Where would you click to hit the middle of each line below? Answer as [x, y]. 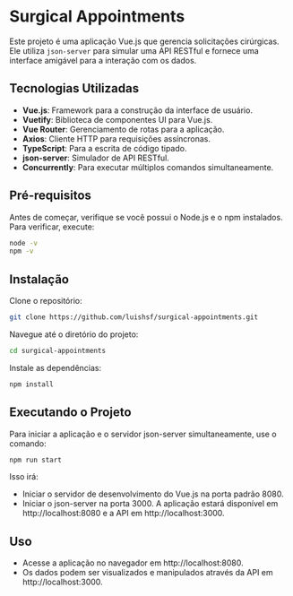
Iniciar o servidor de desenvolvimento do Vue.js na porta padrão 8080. [153, 494]
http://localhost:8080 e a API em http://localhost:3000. [124, 514]
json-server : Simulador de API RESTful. [96, 158]
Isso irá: [24, 477]
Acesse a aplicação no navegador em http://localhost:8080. [133, 563]
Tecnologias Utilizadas [74, 88]
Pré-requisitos [51, 196]
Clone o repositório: [46, 301]
